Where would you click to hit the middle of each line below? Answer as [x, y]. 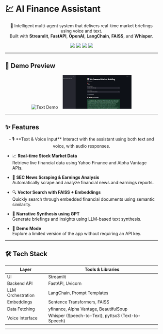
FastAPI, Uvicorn [65, 283]
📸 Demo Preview [30, 66]
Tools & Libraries [102, 269]
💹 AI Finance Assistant [53, 9]
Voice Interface [22, 318]
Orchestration [21, 295]
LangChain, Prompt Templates [78, 293]
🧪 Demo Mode [26, 229]
